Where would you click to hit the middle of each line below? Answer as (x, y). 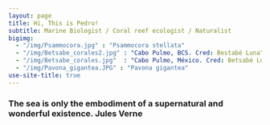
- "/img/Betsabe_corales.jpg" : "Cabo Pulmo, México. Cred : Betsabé (134, 61)
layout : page (30, 16)
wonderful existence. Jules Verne (76, 113)
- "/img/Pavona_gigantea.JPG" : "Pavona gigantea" (102, 68)
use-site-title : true (45, 75)
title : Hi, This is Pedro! (53, 23)
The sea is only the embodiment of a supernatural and (116, 103)
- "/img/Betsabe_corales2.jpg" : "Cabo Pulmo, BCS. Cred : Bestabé (129, 53)
